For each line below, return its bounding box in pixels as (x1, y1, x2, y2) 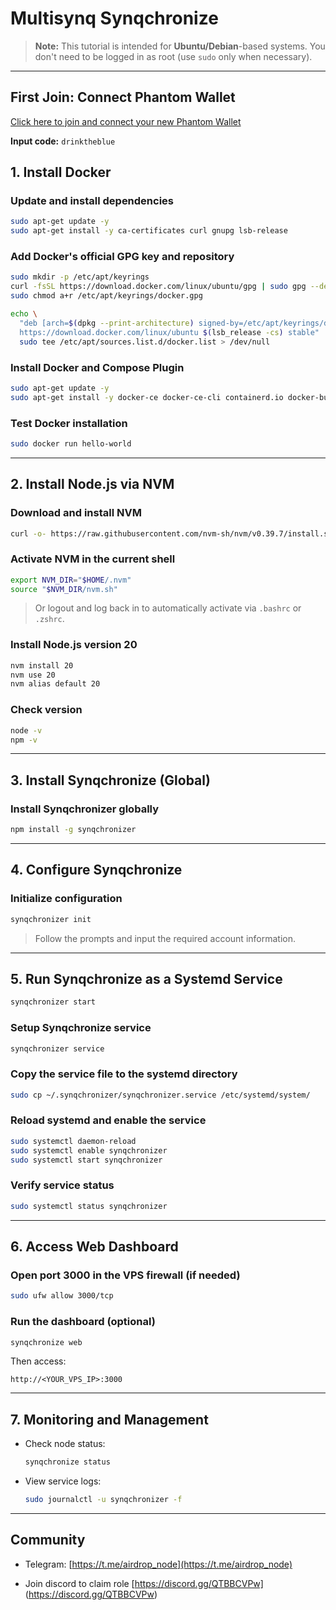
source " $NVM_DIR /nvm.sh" (10, 584, 118, 594)
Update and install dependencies (10, 194, 175, 208)
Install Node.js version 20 (10, 638, 138, 652)
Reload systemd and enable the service (10, 1113, 207, 1127)
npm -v (10, 735, 38, 745)
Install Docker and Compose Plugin (10, 360, 185, 374)
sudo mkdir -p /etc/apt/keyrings (10, 272, 150, 282)
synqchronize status (24, 1457, 111, 1467)
